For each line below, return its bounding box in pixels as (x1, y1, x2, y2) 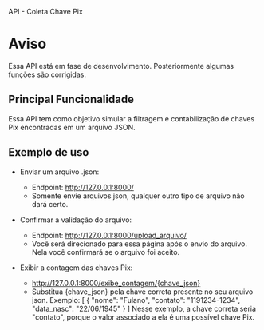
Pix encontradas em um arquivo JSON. (8, 122, 136, 132)
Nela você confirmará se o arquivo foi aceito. (31, 247, 180, 256)
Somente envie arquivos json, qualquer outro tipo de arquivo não (31, 191, 245, 201)
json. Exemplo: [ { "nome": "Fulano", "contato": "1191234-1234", (31, 295, 241, 304)
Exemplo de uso (8, 145, 89, 159)
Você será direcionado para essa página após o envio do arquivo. (31, 239, 248, 248)
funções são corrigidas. (8, 70, 86, 79)
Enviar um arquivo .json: (19, 167, 100, 177)
